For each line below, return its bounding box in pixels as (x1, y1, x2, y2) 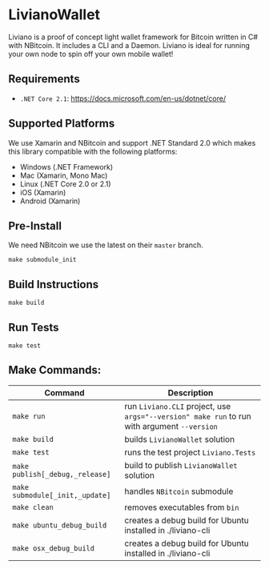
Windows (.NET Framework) (19, 162, 114, 171)
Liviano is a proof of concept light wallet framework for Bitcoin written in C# (8, 32, 259, 42)
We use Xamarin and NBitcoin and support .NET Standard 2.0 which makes (8, 138, 256, 147)
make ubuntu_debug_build (12, 520, 107, 530)
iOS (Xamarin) (19, 187, 66, 197)
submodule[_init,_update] (12, 491, 111, 499)
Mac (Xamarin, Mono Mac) (19, 170, 108, 180)
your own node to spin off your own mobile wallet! (8, 49, 174, 58)
